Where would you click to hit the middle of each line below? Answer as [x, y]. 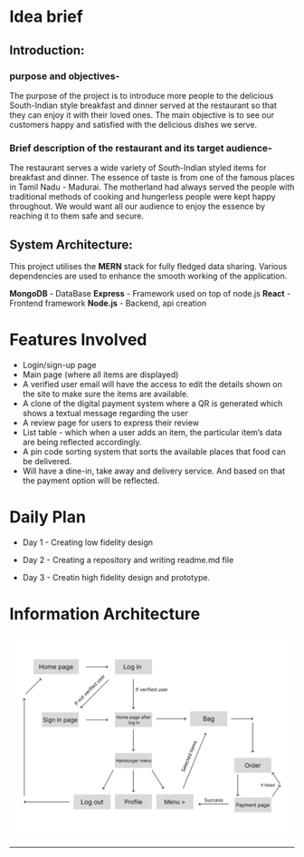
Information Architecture [105, 614]
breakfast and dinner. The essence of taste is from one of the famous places [152, 178]
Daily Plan [47, 517]
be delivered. [47, 461]
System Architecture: [71, 244]
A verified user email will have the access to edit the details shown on [152, 384]
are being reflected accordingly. [82, 442]
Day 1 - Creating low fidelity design [88, 542]
